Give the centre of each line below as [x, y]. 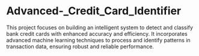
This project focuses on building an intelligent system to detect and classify [100, 27]
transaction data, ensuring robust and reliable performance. [80, 46]
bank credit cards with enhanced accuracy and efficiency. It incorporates [97, 33]
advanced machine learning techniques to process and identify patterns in [98, 40]
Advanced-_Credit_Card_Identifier [94, 11]
